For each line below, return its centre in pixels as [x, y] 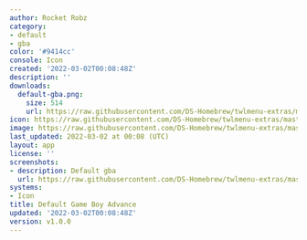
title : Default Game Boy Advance [73, 205]
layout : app [32, 145]
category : [28, 26]
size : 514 [45, 103]
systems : [26, 188]
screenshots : [34, 162]
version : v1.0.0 [40, 221]
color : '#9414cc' [42, 52]
